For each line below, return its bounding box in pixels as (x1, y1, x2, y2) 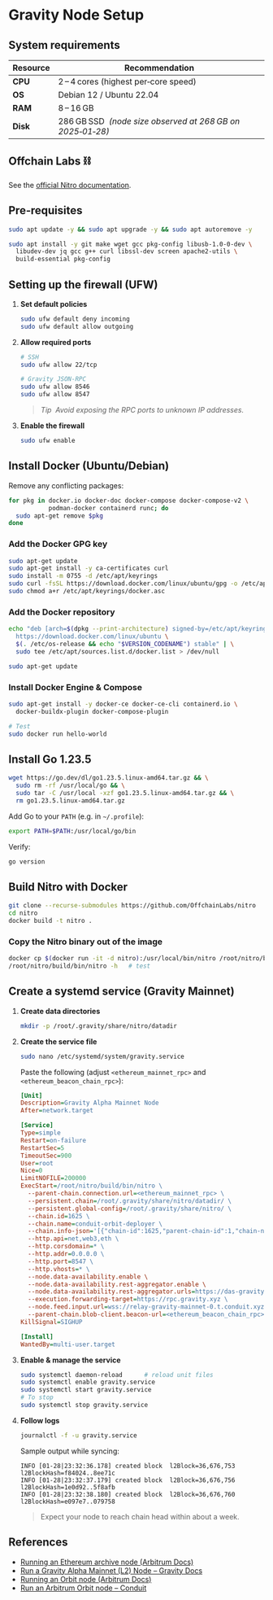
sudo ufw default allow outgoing (19, 322, 134, 330)
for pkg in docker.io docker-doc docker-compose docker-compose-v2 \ (8, 496, 249, 505)
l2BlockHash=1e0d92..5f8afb (19, 1483, 115, 1491)
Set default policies (19, 299, 88, 308)
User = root (19, 1159, 54, 1167)
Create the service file (19, 1036, 97, 1047)
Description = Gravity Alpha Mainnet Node (19, 1099, 159, 1108)
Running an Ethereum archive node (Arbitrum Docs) (19, 1557, 194, 1567)
